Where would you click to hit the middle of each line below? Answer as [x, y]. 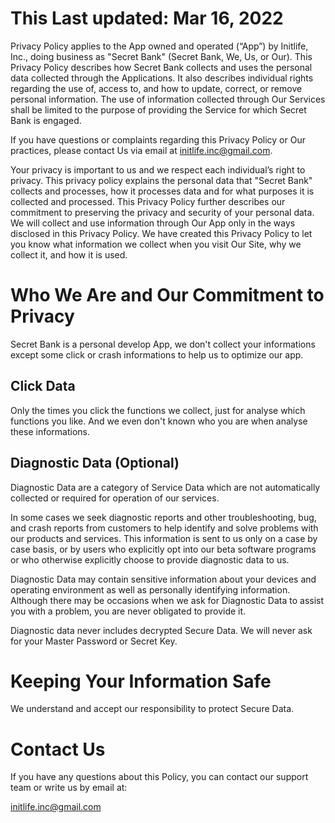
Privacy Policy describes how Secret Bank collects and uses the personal [161, 67]
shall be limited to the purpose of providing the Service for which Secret [158, 109]
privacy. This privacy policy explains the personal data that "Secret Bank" [161, 180]
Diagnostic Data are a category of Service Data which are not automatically [165, 487]
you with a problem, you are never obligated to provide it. [128, 611]
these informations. [50, 431]
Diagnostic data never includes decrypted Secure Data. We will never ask [161, 630]
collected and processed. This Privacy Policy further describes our [148, 201]
